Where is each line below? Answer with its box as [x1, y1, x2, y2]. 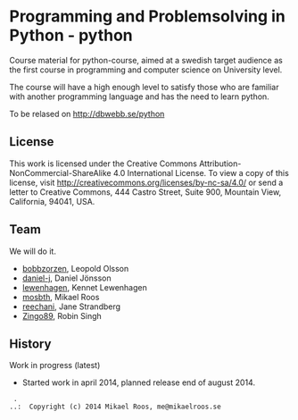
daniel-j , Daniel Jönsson [21, 273, 112, 283]
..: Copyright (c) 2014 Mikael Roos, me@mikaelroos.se [9, 402, 221, 412]
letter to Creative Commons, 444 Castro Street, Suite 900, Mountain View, [9, 186, 282, 197]
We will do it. [9, 246, 56, 256]
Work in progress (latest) [9, 360, 101, 371]
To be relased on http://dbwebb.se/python [9, 108, 165, 119]
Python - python [9, 25, 134, 46]
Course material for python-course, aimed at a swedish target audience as [9, 55, 283, 65]
